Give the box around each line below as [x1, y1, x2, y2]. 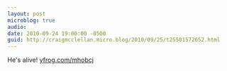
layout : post [7, 10, 46, 18]
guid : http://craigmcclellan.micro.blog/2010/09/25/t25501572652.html [7, 37, 221, 44]
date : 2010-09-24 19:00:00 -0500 [7, 30, 106, 37]
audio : [7, 23, 27, 30]
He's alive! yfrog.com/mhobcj [7, 56, 94, 64]
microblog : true [7, 17, 55, 24]
